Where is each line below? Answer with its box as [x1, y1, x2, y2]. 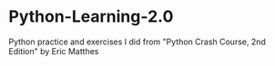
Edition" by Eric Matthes [8, 45, 99, 56]
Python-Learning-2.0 [8, 6, 174, 27]
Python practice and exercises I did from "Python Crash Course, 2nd [8, 36, 266, 47]
